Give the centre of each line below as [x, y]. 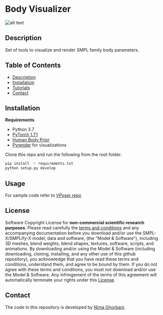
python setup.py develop [30, 168]
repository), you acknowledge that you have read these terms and [72, 259]
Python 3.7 [23, 130]
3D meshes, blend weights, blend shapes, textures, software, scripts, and [79, 243]
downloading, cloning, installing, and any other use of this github [70, 254]
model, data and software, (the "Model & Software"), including [95, 238]
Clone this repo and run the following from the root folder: [63, 155]
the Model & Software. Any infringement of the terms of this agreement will [81, 275]
